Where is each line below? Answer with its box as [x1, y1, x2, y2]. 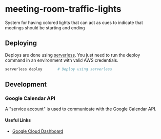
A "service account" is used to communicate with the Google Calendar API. [5, 106, 157, 112]
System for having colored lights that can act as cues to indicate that [5, 20, 143, 25]
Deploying [5, 39, 37, 47]
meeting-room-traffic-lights [5, 3, 121, 15]
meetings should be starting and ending [5, 24, 85, 30]
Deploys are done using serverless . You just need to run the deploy [5, 52, 141, 58]
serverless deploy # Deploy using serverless [5, 67, 112, 71]
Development [5, 80, 47, 89]
